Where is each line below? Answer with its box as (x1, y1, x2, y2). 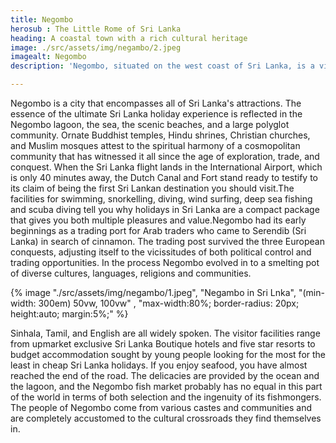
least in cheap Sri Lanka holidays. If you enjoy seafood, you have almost (10, 359, 308, 371)
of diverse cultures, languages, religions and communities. (10, 267, 252, 279)
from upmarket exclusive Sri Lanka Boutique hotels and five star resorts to (10, 338, 316, 350)
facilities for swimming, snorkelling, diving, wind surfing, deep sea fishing (10, 193, 313, 205)
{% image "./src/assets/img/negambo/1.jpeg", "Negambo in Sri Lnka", (10, 287, 297, 298)
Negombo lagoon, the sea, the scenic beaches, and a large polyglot (10, 119, 290, 130)
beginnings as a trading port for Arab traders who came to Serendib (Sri (10, 225, 307, 236)
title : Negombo (10, 14, 74, 25)
